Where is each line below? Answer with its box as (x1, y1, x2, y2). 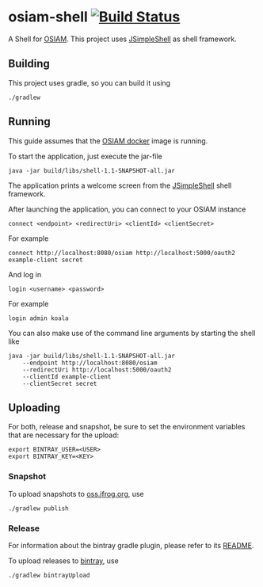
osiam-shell (8, 8, 89, 26)
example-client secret (8, 256, 83, 264)
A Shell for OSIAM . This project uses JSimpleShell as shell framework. (8, 34, 238, 44)
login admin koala (8, 314, 69, 322)
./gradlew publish (8, 504, 69, 513)
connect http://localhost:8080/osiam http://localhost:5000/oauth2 (8, 249, 236, 257)
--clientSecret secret (22, 379, 97, 387)
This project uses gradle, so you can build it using (8, 78, 171, 87)
